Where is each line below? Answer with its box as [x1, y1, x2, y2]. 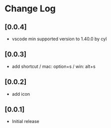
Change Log [4, 3, 56, 14]
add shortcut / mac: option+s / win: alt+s [11, 63, 96, 69]
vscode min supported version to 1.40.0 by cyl [11, 36, 107, 42]
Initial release [11, 119, 39, 125]
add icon [11, 91, 30, 97]
